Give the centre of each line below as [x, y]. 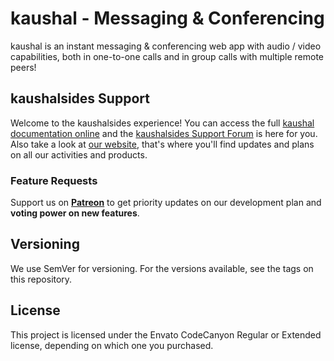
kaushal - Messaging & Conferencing [167, 18]
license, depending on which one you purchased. [112, 345]
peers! [23, 67]
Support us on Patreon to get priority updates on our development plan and [166, 203]
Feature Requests [54, 180]
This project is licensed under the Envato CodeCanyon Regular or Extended [166, 334]
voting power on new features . [75, 213]
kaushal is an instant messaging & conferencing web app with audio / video [166, 46]
